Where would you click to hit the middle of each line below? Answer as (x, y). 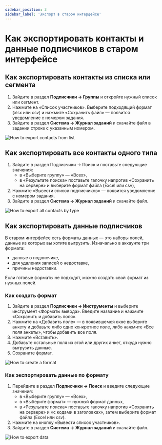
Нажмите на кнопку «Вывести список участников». (66, 422)
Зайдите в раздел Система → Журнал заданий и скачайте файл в (81, 123)
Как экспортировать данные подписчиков (74, 226)
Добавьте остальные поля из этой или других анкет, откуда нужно (82, 343)
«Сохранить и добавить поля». (44, 317)
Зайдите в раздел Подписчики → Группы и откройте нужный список (84, 97)
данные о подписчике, (36, 258)
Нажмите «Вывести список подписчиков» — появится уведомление (84, 191)
